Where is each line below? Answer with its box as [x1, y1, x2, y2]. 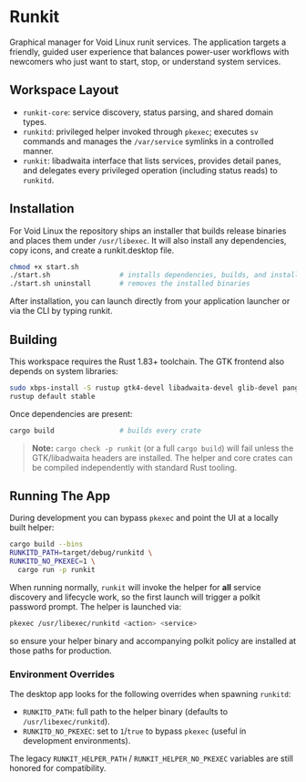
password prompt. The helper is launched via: [9, 600, 182, 612]
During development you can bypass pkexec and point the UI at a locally [9, 513, 280, 524]
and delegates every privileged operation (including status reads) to [22, 164, 278, 175]
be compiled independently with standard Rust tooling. [31, 462, 238, 473]
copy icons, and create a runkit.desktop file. [9, 245, 175, 255]
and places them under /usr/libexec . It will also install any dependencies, [9, 235, 287, 245]
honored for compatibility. [9, 763, 107, 774]
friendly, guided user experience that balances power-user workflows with [9, 46, 290, 57]
